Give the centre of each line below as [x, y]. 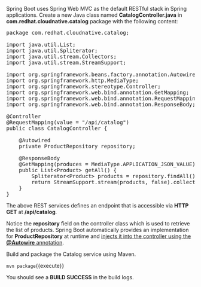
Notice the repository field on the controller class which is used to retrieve [98, 223]
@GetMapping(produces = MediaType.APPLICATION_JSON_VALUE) [107, 164]
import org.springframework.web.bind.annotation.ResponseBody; [101, 104]
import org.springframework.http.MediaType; [73, 80]
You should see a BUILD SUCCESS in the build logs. [70, 277]
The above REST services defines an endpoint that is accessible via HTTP [98, 205]
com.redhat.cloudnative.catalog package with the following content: [92, 21]
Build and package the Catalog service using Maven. [71, 254]
